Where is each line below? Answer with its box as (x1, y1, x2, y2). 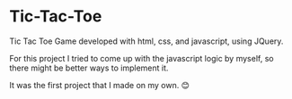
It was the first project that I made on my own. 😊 (9, 79, 190, 90)
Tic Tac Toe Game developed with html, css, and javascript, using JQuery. (9, 36, 284, 46)
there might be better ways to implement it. (9, 62, 169, 73)
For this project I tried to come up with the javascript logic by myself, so (9, 53, 274, 63)
